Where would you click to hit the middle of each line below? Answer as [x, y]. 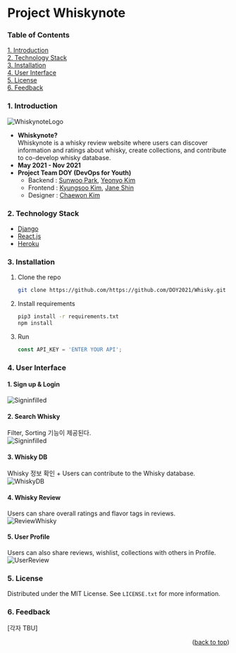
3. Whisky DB [27, 457]
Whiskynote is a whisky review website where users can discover [112, 142]
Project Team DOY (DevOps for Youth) [74, 172]
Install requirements [46, 304]
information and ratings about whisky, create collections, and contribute [122, 150]
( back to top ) [211, 642]
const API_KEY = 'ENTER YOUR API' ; [70, 350]
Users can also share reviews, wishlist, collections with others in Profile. [112, 552]
